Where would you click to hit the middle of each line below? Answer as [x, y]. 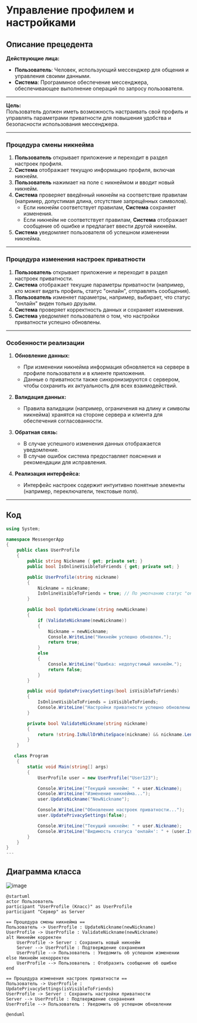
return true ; [64, 642]
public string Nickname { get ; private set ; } [85, 561]
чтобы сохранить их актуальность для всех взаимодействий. [100, 386]
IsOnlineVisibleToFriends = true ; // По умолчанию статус [110, 593]
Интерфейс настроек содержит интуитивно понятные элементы [104, 485]
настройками [41, 23]
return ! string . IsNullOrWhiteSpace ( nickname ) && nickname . [111, 734]
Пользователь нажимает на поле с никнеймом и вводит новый [94, 183]
